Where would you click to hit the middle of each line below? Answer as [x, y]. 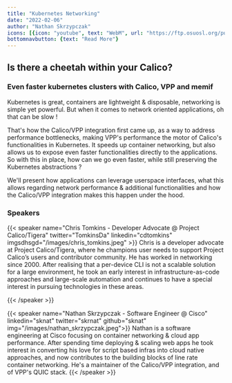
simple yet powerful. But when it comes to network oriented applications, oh [116, 109]
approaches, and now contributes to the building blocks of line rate [103, 357]
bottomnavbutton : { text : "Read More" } [63, 39]
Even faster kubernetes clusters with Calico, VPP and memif [110, 87]
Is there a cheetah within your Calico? [90, 67]
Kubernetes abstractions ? [45, 167]
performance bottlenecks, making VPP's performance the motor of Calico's [115, 137]
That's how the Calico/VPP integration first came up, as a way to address [111, 130]
